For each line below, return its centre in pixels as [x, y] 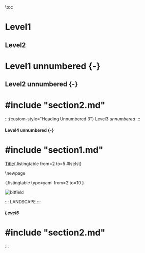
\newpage [15, 173]
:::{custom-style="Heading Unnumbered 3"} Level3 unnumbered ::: [73, 119]
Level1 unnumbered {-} [53, 66]
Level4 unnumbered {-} [30, 130]
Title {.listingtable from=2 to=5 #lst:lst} [43, 164]
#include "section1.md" [54, 150]
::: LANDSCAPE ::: [23, 201]
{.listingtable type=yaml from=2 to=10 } [45, 183]
